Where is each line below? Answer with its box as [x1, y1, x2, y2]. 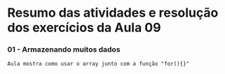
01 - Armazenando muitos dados [7, 45, 121, 54]
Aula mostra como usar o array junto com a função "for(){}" [7, 61, 190, 68]
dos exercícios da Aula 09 [7, 20, 161, 36]
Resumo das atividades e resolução [7, 5, 219, 21]
